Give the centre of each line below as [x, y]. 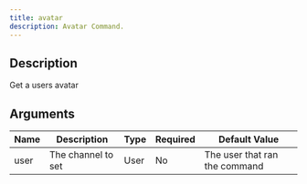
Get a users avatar [44, 85]
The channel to [81, 155]
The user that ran [241, 155]
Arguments [42, 113]
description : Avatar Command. [67, 26]
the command [234, 167]
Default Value [249, 139]
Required [175, 139]
